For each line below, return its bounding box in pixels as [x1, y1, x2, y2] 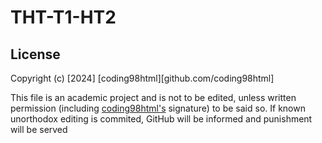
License [10, 46, 61, 63]
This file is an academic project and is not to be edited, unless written [10, 92, 297, 103]
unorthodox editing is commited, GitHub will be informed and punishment [10, 113, 313, 125]
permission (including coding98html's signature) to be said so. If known [10, 102, 306, 114]
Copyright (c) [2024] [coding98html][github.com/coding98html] [10, 72, 275, 84]
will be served [10, 124, 68, 135]
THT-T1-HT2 [10, 6, 117, 29]
